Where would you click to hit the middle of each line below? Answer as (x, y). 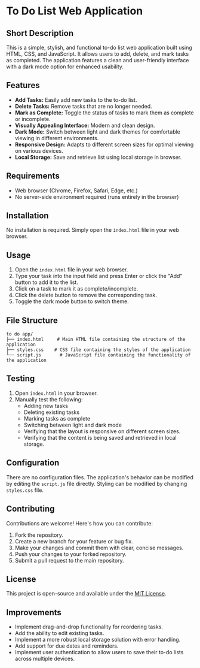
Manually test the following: (49, 399)
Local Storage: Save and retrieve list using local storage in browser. (98, 157)
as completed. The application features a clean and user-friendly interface (98, 60)
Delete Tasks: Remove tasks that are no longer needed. (83, 106)
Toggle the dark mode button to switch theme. (72, 301)
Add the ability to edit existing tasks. (59, 633)
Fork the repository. (39, 535)
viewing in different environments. (57, 138)
